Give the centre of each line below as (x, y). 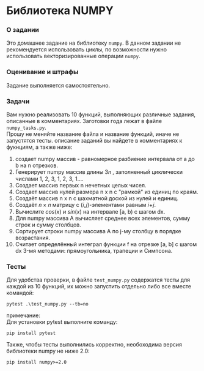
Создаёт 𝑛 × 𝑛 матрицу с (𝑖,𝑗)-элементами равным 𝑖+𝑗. (86, 205)
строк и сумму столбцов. (48, 225)
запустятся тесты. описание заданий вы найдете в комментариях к (94, 141)
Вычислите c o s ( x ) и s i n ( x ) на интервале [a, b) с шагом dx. (90, 212)
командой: (20, 293)
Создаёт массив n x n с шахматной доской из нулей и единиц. (97, 198)
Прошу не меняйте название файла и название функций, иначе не (93, 134)
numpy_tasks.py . (27, 128)
